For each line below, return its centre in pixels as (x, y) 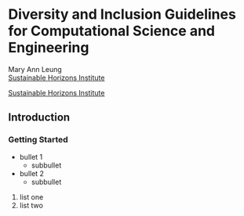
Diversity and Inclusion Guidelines (122, 14)
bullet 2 (32, 173)
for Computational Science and (112, 31)
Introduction (39, 118)
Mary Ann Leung (35, 69)
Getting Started (38, 140)
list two (31, 205)
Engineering (49, 48)
